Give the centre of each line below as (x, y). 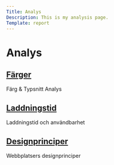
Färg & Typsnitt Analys (34, 89)
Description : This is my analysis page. (58, 17)
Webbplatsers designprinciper (43, 156)
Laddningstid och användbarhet (46, 122)
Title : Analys (24, 12)
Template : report (28, 23)
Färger (19, 75)
